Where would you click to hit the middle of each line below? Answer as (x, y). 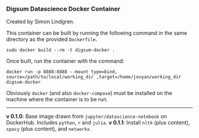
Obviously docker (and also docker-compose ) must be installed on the (89, 93)
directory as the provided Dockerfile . (52, 40)
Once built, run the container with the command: (65, 61)
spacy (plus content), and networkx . (49, 129)
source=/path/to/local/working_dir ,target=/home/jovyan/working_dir (94, 77)
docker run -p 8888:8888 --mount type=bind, (62, 72)
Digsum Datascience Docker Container (63, 9)
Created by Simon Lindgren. (41, 22)
